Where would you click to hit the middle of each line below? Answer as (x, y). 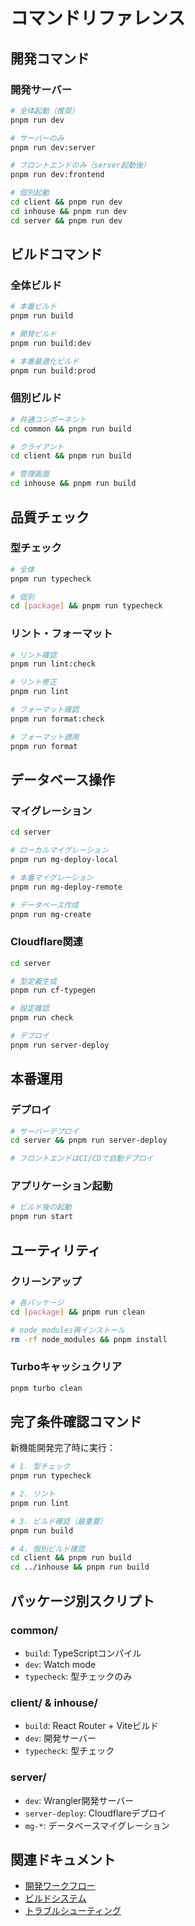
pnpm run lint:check (53, 664)
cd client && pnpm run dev (66, 202)
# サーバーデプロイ (45, 1131)
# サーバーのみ (37, 138)
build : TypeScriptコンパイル (83, 1653)
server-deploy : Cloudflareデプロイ (95, 1813)
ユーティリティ (56, 1250)
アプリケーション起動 (61, 1186)
